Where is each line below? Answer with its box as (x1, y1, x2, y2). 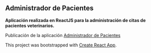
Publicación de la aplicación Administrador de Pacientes (5, 32, 121, 38)
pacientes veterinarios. (5, 22, 55, 28)
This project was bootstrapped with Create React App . (5, 42, 117, 48)
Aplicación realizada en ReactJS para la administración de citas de (5, 17, 146, 23)
